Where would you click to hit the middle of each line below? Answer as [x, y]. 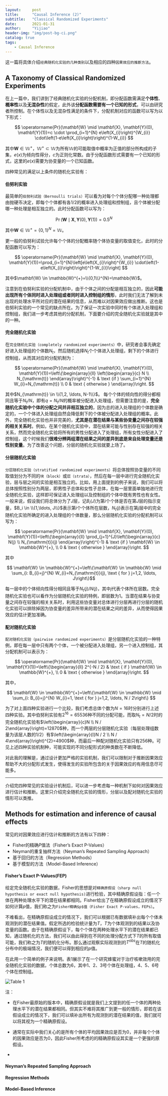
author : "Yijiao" [28, 29]
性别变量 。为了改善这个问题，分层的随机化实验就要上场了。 [66, 445]
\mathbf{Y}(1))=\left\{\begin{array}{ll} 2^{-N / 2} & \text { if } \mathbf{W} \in [84, 667]
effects [17, 822]
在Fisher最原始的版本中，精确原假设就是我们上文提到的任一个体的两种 [84, 1003]
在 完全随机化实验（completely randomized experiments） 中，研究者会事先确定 [83, 344]
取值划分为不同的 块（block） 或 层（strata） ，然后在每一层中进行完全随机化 [80, 476]
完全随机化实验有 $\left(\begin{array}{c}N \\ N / [53, 722]
